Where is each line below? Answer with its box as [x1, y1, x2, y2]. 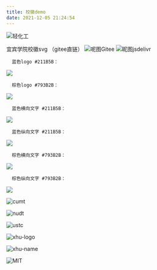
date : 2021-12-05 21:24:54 [6, 15, 75, 21]
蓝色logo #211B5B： [12, 59, 59, 65]
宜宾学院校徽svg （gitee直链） [6, 45, 84, 53]
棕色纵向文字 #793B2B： [12, 175, 66, 181]
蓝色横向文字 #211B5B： [12, 105, 66, 111]
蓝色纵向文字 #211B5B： [12, 129, 66, 135]
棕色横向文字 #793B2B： [12, 152, 66, 158]
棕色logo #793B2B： [12, 82, 59, 88]
